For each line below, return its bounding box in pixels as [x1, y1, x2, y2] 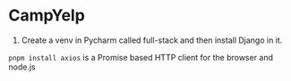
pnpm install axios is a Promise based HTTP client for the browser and [8, 52, 274, 62]
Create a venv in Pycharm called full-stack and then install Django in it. [21, 35, 283, 45]
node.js [8, 61, 37, 72]
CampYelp [8, 5, 86, 26]
